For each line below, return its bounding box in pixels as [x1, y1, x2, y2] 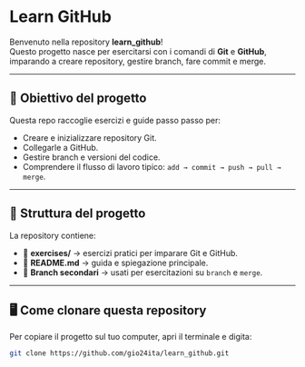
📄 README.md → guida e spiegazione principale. [22, 257, 209, 268]
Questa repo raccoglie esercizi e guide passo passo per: [9, 114, 221, 125]
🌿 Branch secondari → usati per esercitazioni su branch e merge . [22, 266, 263, 278]
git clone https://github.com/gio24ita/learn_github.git [9, 349, 230, 358]
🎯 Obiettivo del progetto [9, 91, 147, 106]
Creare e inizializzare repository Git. [22, 132, 157, 143]
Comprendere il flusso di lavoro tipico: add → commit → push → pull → [22, 161, 281, 172]
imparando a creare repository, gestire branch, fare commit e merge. [9, 55, 266, 66]
